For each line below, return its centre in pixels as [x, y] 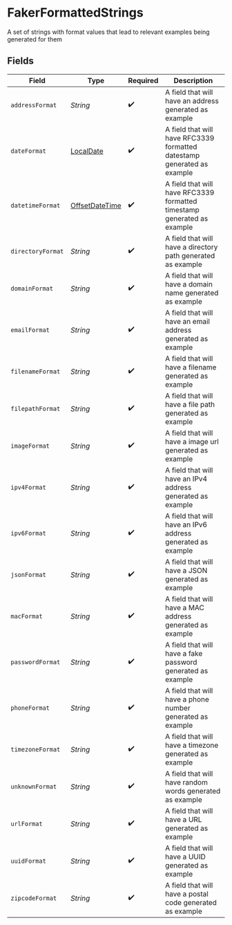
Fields [21, 61]
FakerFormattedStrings [75, 13]
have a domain [189, 284]
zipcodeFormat [34, 898]
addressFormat [34, 105]
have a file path [190, 404]
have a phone [187, 699]
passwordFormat [36, 662]
